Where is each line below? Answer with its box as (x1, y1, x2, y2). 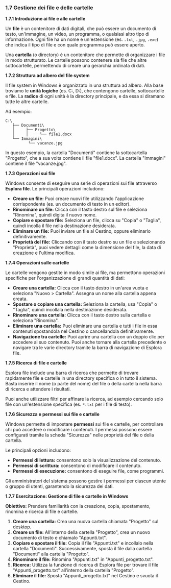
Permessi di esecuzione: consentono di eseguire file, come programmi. (12, 468, 164, 474)
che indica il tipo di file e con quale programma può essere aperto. (5, 42, 145, 48)
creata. (12, 296, 28, 302)
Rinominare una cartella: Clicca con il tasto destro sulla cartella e (12, 312, 151, 318)
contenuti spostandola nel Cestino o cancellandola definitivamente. (12, 328, 155, 334)
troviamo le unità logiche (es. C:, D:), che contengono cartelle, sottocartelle (5, 88, 164, 94)
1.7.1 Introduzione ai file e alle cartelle (5, 16, 86, 22)
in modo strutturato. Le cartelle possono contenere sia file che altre (5, 57, 147, 63)
